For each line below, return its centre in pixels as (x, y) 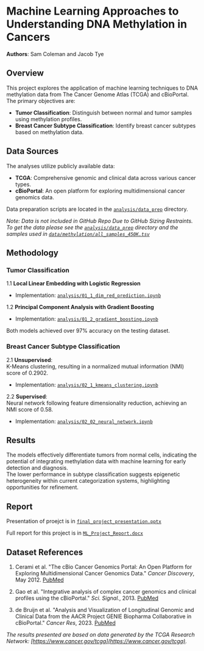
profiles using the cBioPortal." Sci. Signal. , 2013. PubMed (87, 598)
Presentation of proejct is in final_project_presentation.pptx (84, 521)
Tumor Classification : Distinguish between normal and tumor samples (104, 112)
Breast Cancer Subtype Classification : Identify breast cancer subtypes (105, 126)
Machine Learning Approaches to (93, 11)
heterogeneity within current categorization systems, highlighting (88, 481)
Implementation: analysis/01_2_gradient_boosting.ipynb (86, 319)
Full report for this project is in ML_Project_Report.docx (75, 533)
